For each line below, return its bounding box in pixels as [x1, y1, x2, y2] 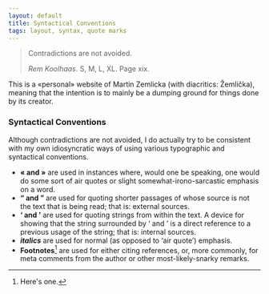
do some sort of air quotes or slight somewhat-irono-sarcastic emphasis [19, 175, 259, 185]
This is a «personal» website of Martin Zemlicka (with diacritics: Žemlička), [8, 79, 255, 89]
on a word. [19, 184, 56, 194]
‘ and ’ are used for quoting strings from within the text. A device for [19, 210, 245, 219]
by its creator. [8, 97, 54, 107]
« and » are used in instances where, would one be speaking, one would [19, 167, 260, 177]
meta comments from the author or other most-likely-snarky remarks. [19, 254, 250, 264]
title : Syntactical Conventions [8, 19, 116, 27]
